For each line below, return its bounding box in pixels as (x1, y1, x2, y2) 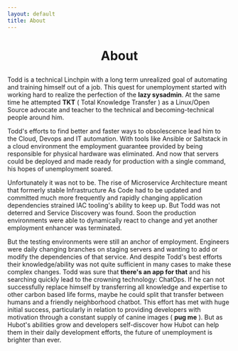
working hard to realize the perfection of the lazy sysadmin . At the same (7, 90, 220, 99)
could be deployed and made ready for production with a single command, (7, 157, 226, 166)
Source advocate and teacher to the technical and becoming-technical (7, 105, 215, 114)
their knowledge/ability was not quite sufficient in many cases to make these (7, 260, 232, 269)
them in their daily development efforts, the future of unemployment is (7, 328, 213, 336)
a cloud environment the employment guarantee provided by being (7, 141, 203, 150)
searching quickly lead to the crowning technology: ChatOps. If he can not (7, 275, 225, 283)
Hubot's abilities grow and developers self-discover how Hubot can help (7, 320, 220, 329)
